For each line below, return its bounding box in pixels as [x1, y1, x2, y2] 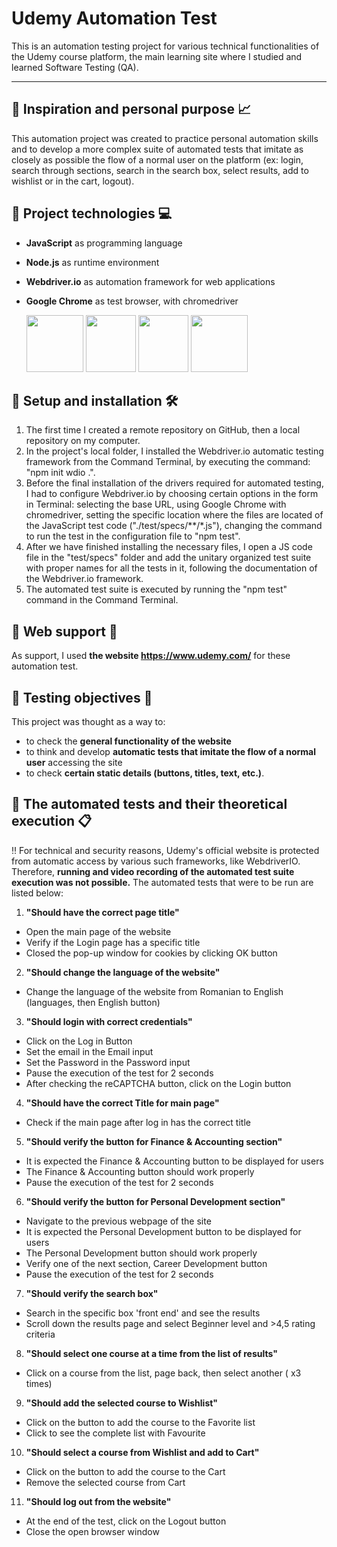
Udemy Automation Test [11, 7, 218, 30]
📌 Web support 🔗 [11, 623, 118, 640]
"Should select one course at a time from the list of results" [25, 1347, 278, 1359]
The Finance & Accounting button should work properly [25, 1165, 255, 1177]
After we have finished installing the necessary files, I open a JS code [25, 541, 313, 553]
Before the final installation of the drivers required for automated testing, [25, 477, 324, 489]
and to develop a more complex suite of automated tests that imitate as [11, 143, 304, 155]
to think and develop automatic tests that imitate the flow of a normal [25, 746, 317, 757]
